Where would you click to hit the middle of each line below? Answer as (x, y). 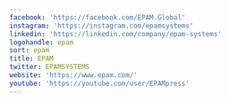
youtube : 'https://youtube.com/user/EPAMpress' (100, 83)
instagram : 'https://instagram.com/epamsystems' (102, 26)
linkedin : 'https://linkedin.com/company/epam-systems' (115, 34)
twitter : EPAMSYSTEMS (50, 67)
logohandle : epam (42, 42)
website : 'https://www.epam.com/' (74, 75)
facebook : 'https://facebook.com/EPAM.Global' (98, 17)
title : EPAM (31, 59)
